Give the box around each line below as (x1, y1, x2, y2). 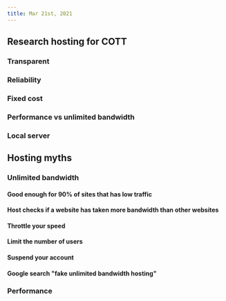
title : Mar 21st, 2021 (7, 10, 73, 17)
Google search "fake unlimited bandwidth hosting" (7, 269, 157, 277)
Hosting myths (7, 152, 73, 164)
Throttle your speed (7, 221, 66, 230)
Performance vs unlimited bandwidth (7, 112, 135, 122)
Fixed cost (7, 93, 43, 103)
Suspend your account (7, 253, 74, 262)
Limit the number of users (7, 237, 83, 246)
